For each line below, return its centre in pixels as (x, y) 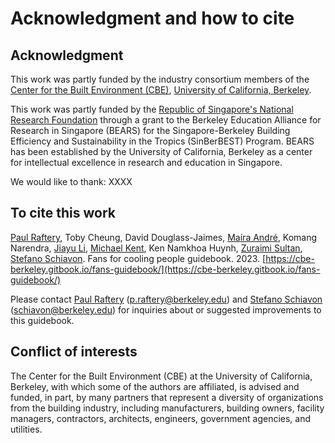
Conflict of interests (74, 352)
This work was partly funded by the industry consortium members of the (160, 79)
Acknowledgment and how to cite (152, 18)
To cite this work (63, 213)
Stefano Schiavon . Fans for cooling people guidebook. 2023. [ (138, 258)
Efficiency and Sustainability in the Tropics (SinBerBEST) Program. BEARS (162, 141)
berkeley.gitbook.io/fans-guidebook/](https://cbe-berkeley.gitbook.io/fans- (165, 269)
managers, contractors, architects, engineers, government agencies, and (161, 418)
